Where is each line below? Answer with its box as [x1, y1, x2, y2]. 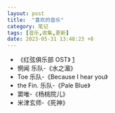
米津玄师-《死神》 [17, 99, 69, 107]
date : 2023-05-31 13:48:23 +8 [7, 36, 94, 43]
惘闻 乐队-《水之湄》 [17, 64, 77, 72]
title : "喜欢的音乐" [7, 17, 64, 23]
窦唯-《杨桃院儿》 [17, 90, 69, 99]
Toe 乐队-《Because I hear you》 [17, 73, 108, 81]
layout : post [7, 10, 45, 17]
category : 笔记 [7, 23, 49, 30]
